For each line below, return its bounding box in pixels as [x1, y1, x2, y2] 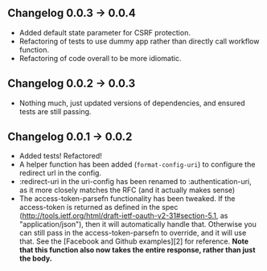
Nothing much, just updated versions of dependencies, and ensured [18, 98, 246, 108]
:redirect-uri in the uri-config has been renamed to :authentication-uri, [18, 177, 253, 187]
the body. [18, 253, 53, 264]
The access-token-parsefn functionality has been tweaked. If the [18, 194, 236, 203]
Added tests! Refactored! [18, 151, 102, 161]
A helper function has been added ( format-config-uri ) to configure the [18, 160, 256, 170]
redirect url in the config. [18, 168, 102, 178]
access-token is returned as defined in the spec [18, 203, 179, 212]
